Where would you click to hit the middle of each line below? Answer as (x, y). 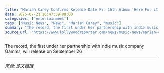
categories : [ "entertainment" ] (37, 18)
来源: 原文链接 (19, 66)
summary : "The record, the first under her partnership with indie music (82, 28)
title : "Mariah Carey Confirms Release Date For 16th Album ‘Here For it (82, 9)
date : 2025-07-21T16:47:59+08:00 (39, 14)
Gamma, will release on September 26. (44, 51)
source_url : (17, 32)
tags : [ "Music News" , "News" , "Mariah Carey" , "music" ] (63, 23)
